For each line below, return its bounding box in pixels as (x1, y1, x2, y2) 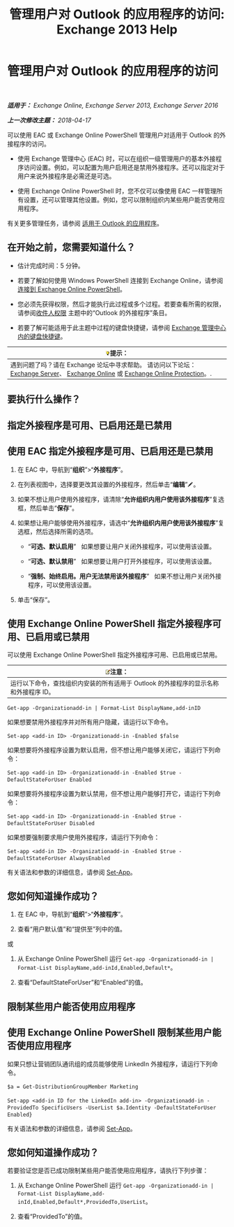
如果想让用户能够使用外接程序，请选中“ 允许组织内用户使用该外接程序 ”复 (17, 518, 225, 527)
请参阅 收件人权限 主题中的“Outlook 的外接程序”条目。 (17, 308, 171, 317)
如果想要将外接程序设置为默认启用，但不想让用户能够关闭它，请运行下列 (7, 746, 214, 754)
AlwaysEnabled (69, 855, 111, 862)
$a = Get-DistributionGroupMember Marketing (7, 1083, 139, 1090)
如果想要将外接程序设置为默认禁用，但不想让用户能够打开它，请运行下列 (7, 789, 214, 797)
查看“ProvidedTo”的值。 (17, 1212, 86, 1221)
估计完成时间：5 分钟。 (17, 261, 85, 270)
